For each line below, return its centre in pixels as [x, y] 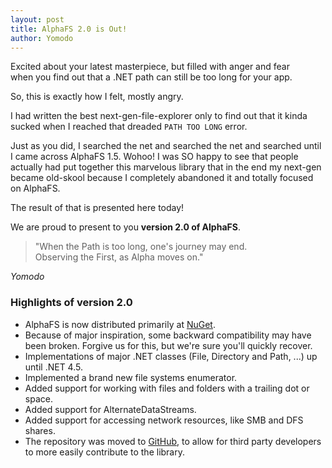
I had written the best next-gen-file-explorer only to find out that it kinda [159, 116]
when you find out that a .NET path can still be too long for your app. [151, 77]
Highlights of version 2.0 [71, 303]
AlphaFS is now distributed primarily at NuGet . [120, 324]
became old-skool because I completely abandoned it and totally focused [162, 178]
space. [38, 398]
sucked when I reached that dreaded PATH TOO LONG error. [129, 127]
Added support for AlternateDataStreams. [110, 409]
